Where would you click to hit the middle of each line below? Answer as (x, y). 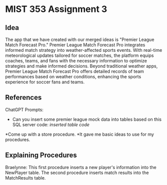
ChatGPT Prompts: (24, 109)
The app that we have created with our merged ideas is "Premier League (80, 39)
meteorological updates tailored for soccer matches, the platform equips (80, 55)
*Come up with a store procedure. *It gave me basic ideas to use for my (80, 134)
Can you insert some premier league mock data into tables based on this (87, 119)
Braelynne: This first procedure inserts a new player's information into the (81, 167)
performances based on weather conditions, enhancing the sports (73, 77)
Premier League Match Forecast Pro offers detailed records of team (75, 71)
